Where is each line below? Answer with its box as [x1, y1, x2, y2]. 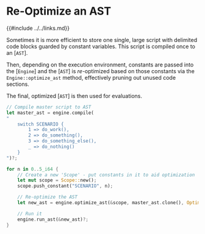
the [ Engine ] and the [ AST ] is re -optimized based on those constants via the [6, 67, 195, 74]
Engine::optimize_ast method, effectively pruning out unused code [6, 74, 176, 81]
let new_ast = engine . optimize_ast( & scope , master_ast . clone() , [17, 200, 184, 206]
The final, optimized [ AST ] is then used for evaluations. [6, 92, 142, 99]
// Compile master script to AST [6, 104, 92, 110]
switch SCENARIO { [17, 121, 64, 127]
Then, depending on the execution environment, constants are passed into [6, 61, 194, 68]
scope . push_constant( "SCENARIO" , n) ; [17, 183, 113, 190]
